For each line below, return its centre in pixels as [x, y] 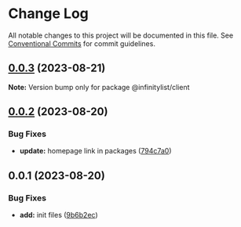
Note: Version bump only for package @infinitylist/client [99, 87]
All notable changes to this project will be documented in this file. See [121, 35]
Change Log [48, 14]
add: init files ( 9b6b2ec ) [58, 215]
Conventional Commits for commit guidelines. [82, 43]
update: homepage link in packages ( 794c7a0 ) [95, 151]
